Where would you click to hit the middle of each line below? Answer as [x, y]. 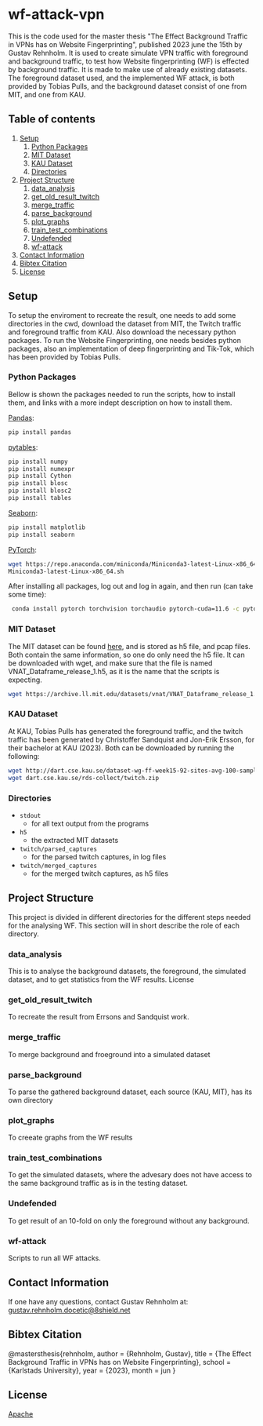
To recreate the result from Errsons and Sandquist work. [99, 1017]
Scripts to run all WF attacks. [55, 1258]
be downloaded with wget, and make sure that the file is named [110, 663]
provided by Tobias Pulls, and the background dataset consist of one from [128, 86]
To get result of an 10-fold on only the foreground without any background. [129, 1220]
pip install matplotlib [47, 527]
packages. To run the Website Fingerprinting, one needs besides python [124, 340]
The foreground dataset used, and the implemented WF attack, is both [121, 78]
